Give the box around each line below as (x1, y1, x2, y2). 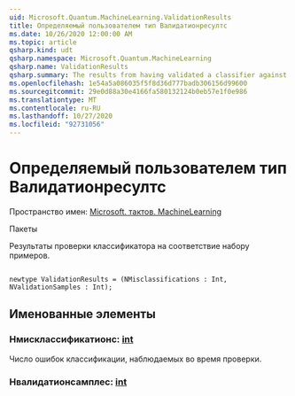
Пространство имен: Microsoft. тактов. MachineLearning (9, 206, 222, 217)
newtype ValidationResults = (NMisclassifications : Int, (9, 275, 228, 283)
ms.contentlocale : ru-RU (9, 104, 101, 113)
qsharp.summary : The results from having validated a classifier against (9, 71, 288, 80)
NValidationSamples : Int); (9, 283, 113, 291)
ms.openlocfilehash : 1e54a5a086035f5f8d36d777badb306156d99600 (9, 79, 248, 88)
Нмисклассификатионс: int (9, 333, 135, 346)
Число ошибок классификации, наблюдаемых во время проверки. (9, 353, 262, 364)
